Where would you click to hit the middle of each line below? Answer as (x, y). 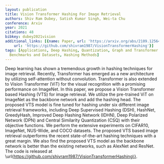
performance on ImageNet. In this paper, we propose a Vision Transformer (80, 89)
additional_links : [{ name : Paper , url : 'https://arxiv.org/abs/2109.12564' (84, 41)
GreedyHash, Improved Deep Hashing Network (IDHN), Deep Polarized (76, 115)
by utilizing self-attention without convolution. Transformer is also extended (81, 79)
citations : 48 (20, 32)
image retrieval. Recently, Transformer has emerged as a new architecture (80, 74)
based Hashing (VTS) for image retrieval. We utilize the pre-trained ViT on (79, 94)
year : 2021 (16, 28)
